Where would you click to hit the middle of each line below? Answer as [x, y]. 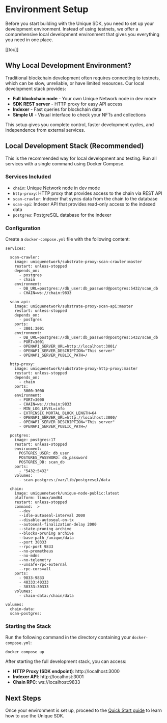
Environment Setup [47, 9]
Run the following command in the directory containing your [68, 638]
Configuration [23, 228]
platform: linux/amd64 [38, 498]
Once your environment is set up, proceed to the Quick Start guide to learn [83, 710]
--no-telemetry [35, 560]
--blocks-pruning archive [46, 533]
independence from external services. [45, 130]
